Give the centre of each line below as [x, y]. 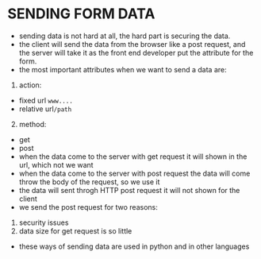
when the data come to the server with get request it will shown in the [133, 157]
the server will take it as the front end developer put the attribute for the [136, 52]
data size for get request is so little [75, 230]
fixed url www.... [46, 100]
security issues [44, 222]
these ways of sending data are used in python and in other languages [134, 246]
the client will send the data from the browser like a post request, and [132, 44]
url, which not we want [56, 164]
